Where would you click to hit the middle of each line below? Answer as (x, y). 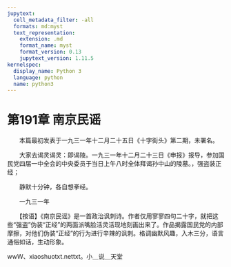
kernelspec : (24, 65)
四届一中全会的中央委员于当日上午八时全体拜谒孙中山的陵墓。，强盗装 (117, 164)
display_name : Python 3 (47, 71)
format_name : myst (46, 45)
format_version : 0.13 (50, 52)
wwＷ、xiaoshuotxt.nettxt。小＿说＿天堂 (65, 257)
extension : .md (41, 39)
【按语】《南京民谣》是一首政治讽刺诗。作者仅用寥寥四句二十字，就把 (115, 216)
